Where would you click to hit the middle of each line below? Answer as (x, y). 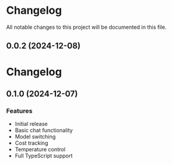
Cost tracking (31, 143)
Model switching (35, 137)
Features (19, 110)
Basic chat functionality (44, 130)
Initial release (31, 124)
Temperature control (40, 149)
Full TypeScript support (44, 156)
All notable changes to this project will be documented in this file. (87, 27)
